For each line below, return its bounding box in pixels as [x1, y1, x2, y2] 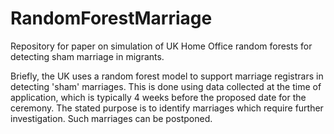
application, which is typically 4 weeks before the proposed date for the [10, 91, 307, 103]
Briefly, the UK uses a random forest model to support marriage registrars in [10, 70, 324, 82]
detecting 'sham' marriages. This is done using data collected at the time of [10, 80, 322, 92]
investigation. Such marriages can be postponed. [10, 112, 213, 124]
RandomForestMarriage [10, 7, 213, 30]
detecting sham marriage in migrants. [10, 50, 165, 62]
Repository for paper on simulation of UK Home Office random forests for [10, 40, 313, 52]
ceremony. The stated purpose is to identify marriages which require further [10, 102, 324, 114]
